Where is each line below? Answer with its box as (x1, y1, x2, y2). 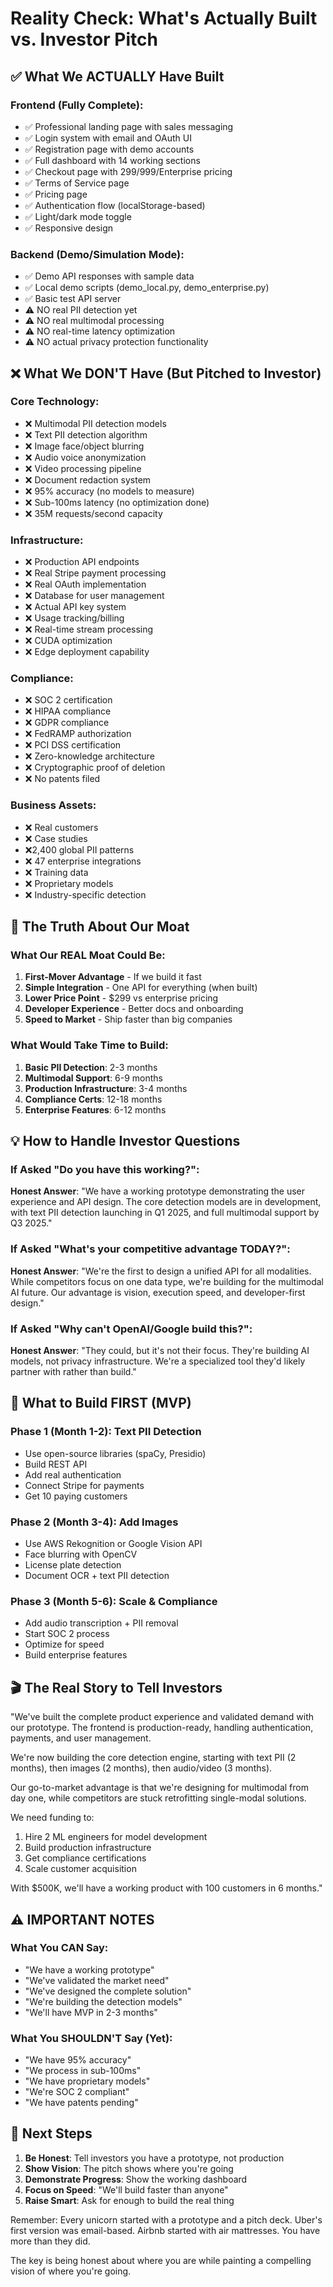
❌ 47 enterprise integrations (24, 855, 142, 867)
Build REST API (24, 1458, 88, 1470)
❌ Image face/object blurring (24, 440, 145, 452)
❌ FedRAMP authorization (24, 728, 132, 740)
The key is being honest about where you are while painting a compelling (10, 2254, 312, 2266)
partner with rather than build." (10, 1366, 137, 1378)
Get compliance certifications (24, 1852, 147, 1864)
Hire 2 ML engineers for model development (24, 1831, 208, 1843)
